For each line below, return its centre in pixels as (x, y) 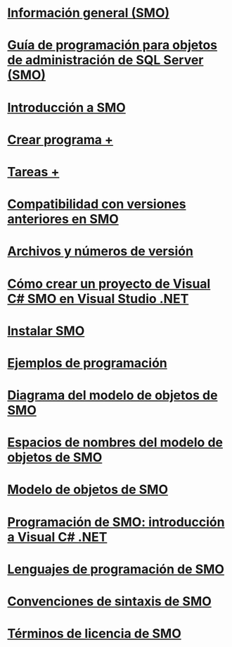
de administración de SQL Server (105, 60)
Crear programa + (60, 140)
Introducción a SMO (67, 107)
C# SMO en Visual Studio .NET (98, 298)
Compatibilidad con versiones (97, 204)
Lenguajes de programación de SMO (116, 569)
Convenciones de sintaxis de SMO (110, 601)
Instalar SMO (46, 331)
